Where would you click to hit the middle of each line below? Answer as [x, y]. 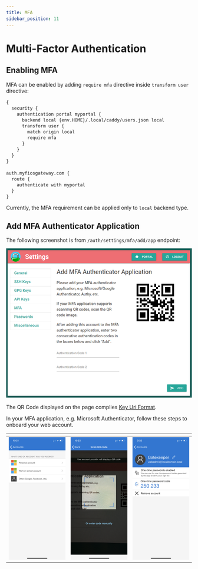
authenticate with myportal [51, 185]
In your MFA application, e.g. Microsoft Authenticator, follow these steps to [97, 419]
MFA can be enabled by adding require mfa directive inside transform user [98, 84]
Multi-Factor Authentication [76, 49]
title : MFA [19, 12]
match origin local [51, 132]
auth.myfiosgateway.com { [38, 173]
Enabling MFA [32, 70]
